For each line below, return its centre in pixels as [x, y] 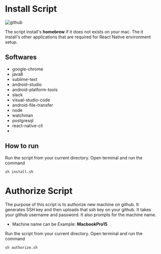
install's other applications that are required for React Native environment [78, 37]
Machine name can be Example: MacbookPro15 [60, 224]
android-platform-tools [35, 89]
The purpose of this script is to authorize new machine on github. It [72, 204]
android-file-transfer [32, 105]
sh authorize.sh [21, 247]
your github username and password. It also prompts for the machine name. [81, 215]
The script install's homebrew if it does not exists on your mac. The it [74, 32]
